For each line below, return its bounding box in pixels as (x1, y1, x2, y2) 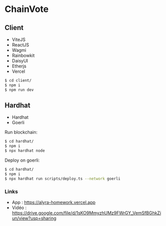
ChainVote (4, 3, 49, 15)
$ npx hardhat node (4, 148, 45, 153)
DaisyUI (11, 58, 28, 63)
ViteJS (11, 36, 26, 42)
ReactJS (11, 42, 29, 48)
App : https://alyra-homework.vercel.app (11, 199, 95, 205)
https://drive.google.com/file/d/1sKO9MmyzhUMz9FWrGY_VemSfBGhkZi (11, 210, 162, 216)
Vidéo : (11, 205, 27, 211)
